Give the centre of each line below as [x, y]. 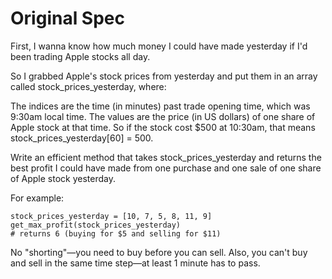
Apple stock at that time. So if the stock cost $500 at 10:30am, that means [163, 127]
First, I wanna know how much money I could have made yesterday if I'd [159, 46]
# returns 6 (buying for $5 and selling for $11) [116, 233]
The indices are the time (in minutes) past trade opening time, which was [160, 106]
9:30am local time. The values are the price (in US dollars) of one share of [163, 116]
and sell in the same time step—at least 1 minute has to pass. [135, 263]
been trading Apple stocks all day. [80, 56]
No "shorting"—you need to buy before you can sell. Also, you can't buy [159, 252]
